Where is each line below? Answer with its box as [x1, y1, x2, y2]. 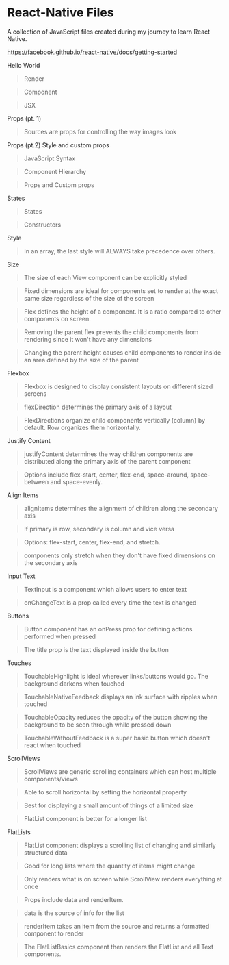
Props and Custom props [23, 180, 94, 189]
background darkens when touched [23, 679, 125, 688]
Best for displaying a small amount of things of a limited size [23, 801, 193, 810]
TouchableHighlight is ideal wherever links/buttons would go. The [23, 672, 208, 680]
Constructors [23, 221, 62, 229]
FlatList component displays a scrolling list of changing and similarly [23, 841, 217, 849]
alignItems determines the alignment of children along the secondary [23, 504, 219, 512]
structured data [23, 848, 68, 857]
